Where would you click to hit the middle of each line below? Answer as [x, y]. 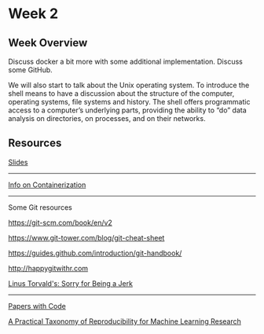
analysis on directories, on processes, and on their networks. [107, 118]
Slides [18, 162]
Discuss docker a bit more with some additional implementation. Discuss [126, 61]
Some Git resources [40, 207]
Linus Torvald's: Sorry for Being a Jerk [71, 283]
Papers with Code [37, 306]
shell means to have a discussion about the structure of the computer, [121, 94]
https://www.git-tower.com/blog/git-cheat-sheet [86, 237]
